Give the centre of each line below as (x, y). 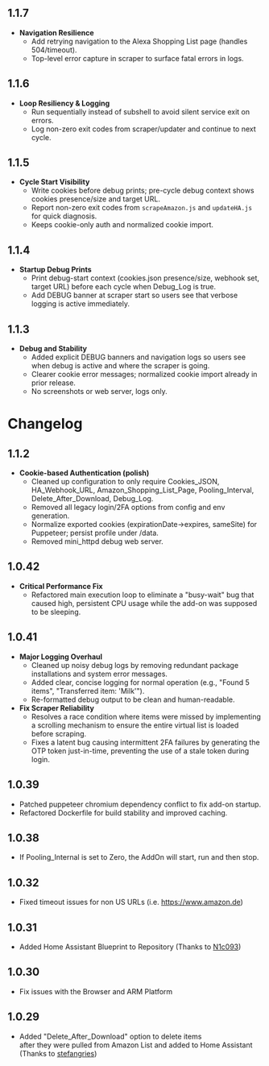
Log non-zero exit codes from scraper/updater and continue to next (144, 129)
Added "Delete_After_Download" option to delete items (110, 1036)
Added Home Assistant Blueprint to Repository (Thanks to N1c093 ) (130, 947)
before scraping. (59, 733)
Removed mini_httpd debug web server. (97, 541)
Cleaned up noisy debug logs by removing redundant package (135, 665)
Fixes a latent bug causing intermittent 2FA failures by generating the (145, 742)
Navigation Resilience (56, 32)
